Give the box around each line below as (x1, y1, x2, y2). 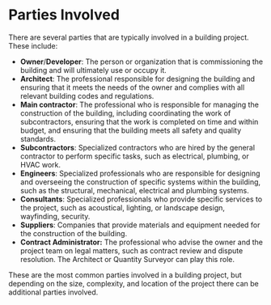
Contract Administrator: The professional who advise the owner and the (19, 237, 263, 247)
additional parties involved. (8, 287, 99, 297)
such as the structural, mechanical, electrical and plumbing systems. (19, 185, 249, 195)
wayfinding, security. (19, 211, 91, 221)
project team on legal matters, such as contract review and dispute (19, 245, 243, 256)
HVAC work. (19, 159, 61, 169)
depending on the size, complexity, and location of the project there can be (8, 278, 259, 288)
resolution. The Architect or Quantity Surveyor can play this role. (19, 254, 235, 264)
